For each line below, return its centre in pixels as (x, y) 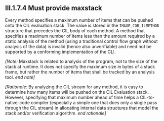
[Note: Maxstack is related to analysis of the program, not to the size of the (81, 61)
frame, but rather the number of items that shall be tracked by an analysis (80, 72)
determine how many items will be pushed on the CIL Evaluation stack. (77, 92)
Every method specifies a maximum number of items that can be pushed (79, 20)
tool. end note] (20, 77)
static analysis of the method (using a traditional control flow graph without (82, 41)
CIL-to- (147, 97)
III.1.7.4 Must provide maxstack (54, 8)
